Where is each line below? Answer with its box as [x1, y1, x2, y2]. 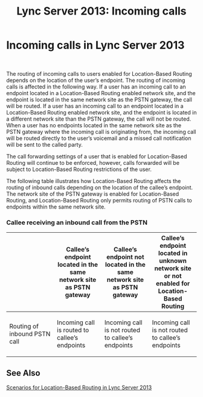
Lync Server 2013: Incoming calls [16, 4, 187, 18]
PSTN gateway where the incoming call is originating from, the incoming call [6, 128, 196, 135]
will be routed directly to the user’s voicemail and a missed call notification [6, 135, 192, 142]
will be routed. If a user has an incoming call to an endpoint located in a [6, 102, 184, 110]
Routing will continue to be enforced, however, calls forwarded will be [6, 159, 180, 166]
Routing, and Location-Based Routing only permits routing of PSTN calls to [6, 196, 192, 204]
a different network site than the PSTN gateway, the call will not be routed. [6, 115, 192, 122]
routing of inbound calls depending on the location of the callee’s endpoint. [6, 184, 193, 191]
